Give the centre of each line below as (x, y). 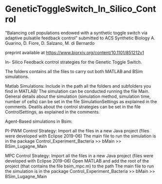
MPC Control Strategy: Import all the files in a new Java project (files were (79, 156)
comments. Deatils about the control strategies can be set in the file (73, 107)
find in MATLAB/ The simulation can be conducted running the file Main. (77, 91)
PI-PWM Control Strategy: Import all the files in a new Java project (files (77, 130)
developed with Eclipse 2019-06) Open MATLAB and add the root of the (77, 161)
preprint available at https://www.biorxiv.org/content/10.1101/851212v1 (75, 53)
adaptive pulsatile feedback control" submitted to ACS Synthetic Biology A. (80, 38)
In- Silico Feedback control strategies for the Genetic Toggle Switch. (73, 62)
